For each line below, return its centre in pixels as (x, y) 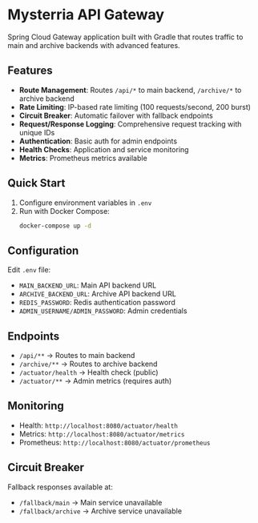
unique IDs (37, 132)
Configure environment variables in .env (85, 203)
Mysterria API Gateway (86, 15)
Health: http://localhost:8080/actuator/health (98, 425)
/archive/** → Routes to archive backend (88, 364)
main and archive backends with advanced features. (94, 45)
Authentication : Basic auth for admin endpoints (98, 141)
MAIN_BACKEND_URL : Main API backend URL (88, 285)
